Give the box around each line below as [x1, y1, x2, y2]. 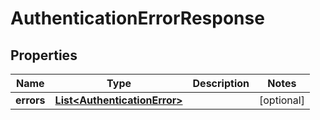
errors [15, 93, 46, 107]
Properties [10, 47, 78, 64]
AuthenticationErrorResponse [10, 7, 265, 30]
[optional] [259, 93, 305, 107]
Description [192, 77, 250, 90]
